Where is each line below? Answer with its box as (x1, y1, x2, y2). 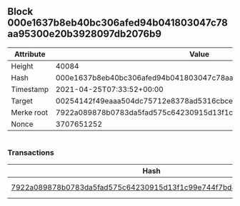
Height (11, 61, 34, 71)
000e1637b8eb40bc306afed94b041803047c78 (7, 17, 229, 29)
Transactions (7, 148, 55, 158)
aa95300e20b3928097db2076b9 (7, 28, 162, 40)
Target (11, 96, 34, 105)
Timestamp (11, 84, 49, 94)
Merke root (11, 107, 49, 117)
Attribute (14, 49, 46, 59)
